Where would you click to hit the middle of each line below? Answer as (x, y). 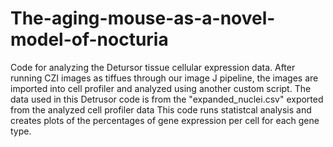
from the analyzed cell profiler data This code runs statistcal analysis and (161, 109)
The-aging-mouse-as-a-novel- (143, 18)
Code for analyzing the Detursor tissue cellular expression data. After (153, 67)
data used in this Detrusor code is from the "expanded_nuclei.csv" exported (167, 99)
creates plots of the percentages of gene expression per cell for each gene (165, 120)
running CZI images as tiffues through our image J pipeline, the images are (164, 78)
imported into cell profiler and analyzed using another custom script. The (161, 88)
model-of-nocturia (89, 39)
